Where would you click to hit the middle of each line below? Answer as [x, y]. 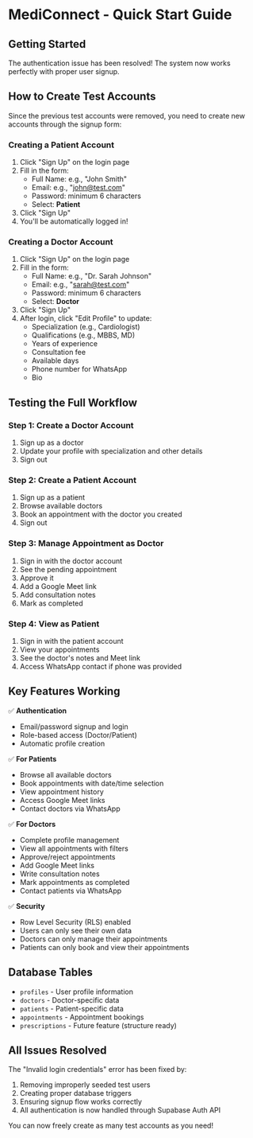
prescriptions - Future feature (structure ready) [98, 1025]
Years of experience [64, 344]
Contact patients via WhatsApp [71, 891]
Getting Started [47, 44]
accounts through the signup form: [65, 124]
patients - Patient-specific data [72, 1008]
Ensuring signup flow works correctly [81, 1102]
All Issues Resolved [57, 1050]
